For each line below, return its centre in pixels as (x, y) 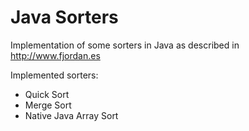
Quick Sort (47, 94)
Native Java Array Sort (71, 115)
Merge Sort (48, 105)
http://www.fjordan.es (55, 55)
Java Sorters (64, 17)
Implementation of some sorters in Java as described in (125, 45)
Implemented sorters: (54, 75)
